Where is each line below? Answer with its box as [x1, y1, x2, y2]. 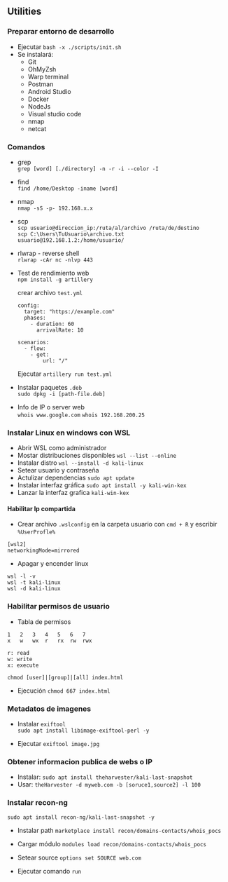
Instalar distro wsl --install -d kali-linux [17, 459, 143, 467]
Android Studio [27, 87, 71, 95]
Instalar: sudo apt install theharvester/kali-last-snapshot [17, 773, 193, 781]
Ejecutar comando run [17, 867, 82, 875]
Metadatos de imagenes [7, 704, 92, 714]
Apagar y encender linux [17, 559, 89, 568]
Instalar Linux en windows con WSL [7, 428, 131, 437]
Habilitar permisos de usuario [7, 602, 111, 611]
